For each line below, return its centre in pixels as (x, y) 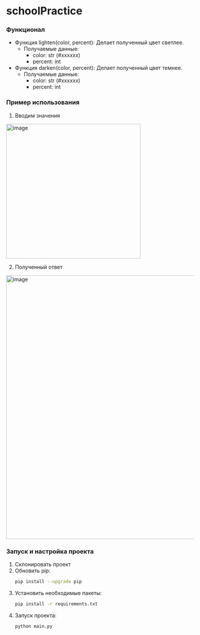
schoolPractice (44, 11)
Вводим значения (37, 115)
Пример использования (43, 103)
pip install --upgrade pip (48, 582)
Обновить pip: (32, 571)
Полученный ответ (39, 267)
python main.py (34, 626)
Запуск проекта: (35, 615)
